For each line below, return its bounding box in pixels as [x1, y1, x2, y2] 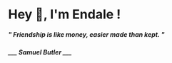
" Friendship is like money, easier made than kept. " [8, 30, 165, 38]
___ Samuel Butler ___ [8, 48, 72, 57]
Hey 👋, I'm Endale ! [8, 6, 121, 23]
